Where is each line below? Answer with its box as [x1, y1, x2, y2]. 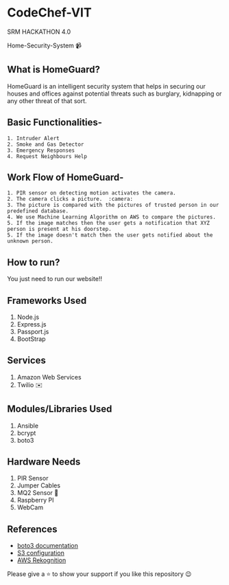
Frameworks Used [7, 294, 87, 307]
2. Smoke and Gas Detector [7, 141, 84, 148]
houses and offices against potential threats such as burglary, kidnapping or [7, 89, 222, 98]
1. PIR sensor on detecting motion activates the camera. [7, 190, 176, 197]
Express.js [16, 320, 47, 328]
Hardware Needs [7, 456, 81, 468]
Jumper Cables [16, 481, 60, 489]
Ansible [16, 421, 39, 430]
